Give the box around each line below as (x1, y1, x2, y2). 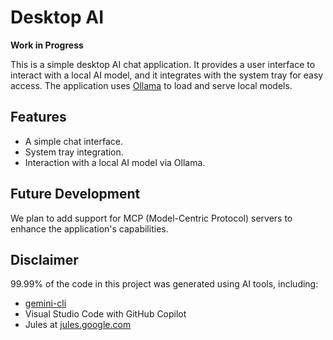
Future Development (10, 186, 141, 203)
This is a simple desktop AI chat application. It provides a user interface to (10, 58, 316, 70)
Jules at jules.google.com (24, 319, 132, 331)
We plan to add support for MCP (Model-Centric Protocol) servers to (10, 212, 293, 224)
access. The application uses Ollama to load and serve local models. (10, 79, 293, 91)
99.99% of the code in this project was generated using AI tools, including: (10, 278, 319, 290)
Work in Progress (10, 39, 84, 51)
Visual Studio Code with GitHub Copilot (24, 308, 187, 320)
